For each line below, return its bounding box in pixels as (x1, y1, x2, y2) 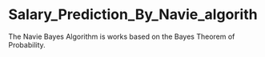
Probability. (8, 40, 46, 49)
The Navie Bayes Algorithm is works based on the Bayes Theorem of (8, 32, 235, 41)
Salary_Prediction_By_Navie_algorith (8, 6, 258, 24)
